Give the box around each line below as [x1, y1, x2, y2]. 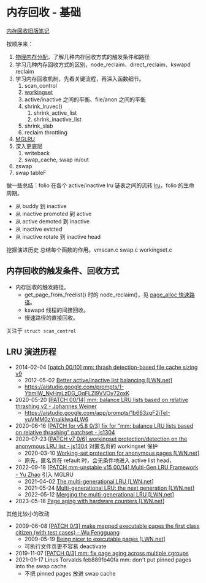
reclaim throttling [24, 128, 67, 136]
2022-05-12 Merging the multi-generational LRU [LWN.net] [24, 490, 175, 498]
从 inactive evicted [15, 225, 63, 233]
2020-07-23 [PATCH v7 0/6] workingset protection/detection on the [15, 435, 188, 442]
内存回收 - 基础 [6, 6, 82, 20]
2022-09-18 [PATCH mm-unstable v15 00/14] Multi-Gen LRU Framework [15, 463, 199, 471]
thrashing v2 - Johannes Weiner [15, 403, 97, 410]
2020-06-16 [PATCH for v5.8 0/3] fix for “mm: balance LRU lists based [15, 422, 194, 430]
